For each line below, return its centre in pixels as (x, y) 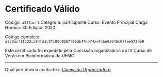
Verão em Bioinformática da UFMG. (41, 55)
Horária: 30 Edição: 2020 (30, 27)
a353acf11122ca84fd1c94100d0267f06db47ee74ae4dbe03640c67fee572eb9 (75, 41)
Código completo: (23, 37)
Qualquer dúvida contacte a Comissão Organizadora (58, 69)
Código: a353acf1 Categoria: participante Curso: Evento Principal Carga (76, 22)
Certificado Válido (42, 9)
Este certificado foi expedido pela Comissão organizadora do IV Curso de (78, 50)
